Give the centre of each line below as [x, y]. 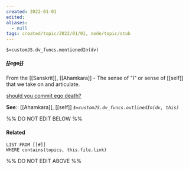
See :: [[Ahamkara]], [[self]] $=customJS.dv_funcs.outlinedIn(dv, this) [92, 107]
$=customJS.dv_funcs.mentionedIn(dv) [53, 50]
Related [16, 132]
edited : [16, 17]
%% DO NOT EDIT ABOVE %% [44, 161]
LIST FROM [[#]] [26, 145]
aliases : [17, 23]
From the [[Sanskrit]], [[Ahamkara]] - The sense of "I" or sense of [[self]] [95, 78]
